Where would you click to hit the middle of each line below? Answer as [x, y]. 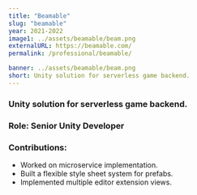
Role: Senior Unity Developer [66, 125]
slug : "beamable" [38, 23]
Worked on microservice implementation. [89, 165]
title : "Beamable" [39, 16]
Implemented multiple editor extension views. [96, 182]
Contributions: [38, 147]
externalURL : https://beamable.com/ [70, 46]
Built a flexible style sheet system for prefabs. [96, 173]
